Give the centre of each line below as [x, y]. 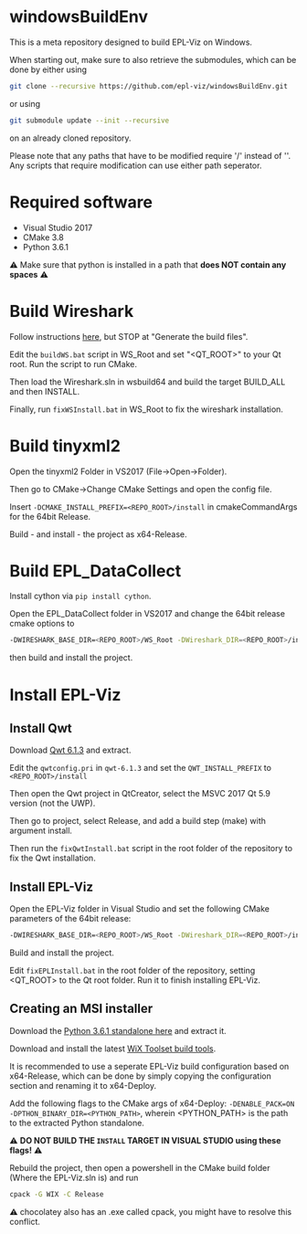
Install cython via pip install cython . [80, 596]
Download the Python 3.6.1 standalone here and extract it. [118, 1030]
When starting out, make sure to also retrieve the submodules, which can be [153, 59]
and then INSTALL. [45, 391]
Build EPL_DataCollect [95, 570]
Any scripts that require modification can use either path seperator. [136, 165]
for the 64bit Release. [50, 516]
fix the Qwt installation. [53, 858]
